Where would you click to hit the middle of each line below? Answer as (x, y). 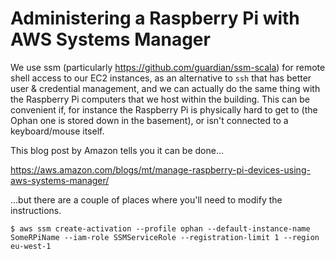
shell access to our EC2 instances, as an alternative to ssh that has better (161, 78)
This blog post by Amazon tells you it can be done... (117, 150)
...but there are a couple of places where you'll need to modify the (146, 199)
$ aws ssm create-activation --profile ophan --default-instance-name (160, 228)
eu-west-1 (31, 246)
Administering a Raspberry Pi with (155, 18)
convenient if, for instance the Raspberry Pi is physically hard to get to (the (164, 109)
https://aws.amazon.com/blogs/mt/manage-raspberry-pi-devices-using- (160, 169)
